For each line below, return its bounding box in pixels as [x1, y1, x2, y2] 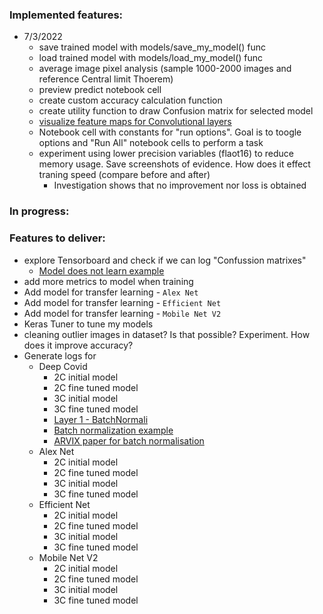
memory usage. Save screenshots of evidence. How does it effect [38, 158, 311, 170]
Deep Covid [38, 360, 88, 372]
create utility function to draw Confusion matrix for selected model [38, 105, 314, 117]
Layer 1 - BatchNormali [53, 413, 149, 425]
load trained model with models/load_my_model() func [38, 52, 264, 64]
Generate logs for [23, 349, 97, 362]
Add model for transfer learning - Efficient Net [23, 296, 222, 308]
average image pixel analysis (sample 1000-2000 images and [38, 63, 292, 75]
